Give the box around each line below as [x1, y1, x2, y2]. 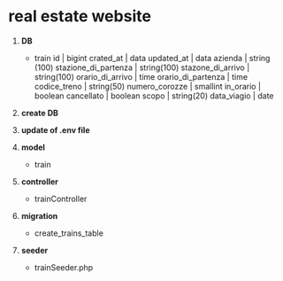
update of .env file [20, 124, 90, 135]
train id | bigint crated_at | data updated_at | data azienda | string [34, 52, 271, 63]
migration [20, 210, 58, 221]
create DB [20, 107, 59, 118]
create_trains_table [34, 228, 103, 238]
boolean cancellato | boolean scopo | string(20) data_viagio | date [34, 90, 274, 101]
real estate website [8, 6, 152, 27]
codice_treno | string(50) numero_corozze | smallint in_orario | [34, 81, 262, 91]
